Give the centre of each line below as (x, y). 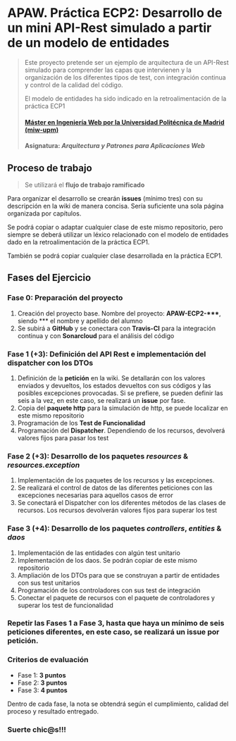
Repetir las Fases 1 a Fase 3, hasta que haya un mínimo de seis (116, 623)
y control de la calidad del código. (74, 85)
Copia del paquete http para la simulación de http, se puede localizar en (123, 408)
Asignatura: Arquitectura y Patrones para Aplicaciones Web (115, 146)
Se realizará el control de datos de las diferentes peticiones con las (115, 488)
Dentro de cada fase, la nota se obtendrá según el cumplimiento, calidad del (118, 704)
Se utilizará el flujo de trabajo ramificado (85, 185)
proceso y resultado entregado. (53, 711)
